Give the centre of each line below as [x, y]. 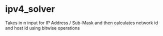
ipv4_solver [30, 9]
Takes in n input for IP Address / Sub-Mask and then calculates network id [82, 23]
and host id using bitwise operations [42, 28]
